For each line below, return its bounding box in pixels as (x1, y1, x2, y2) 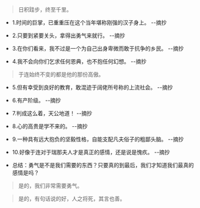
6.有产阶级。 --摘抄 (12, 97, 61, 104)
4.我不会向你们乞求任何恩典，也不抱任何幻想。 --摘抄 (12, 58, 147, 65)
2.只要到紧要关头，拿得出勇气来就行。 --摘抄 (12, 32, 126, 39)
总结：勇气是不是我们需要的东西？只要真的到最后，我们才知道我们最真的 (12, 162, 194, 168)
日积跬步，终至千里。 (18, 6, 72, 13)
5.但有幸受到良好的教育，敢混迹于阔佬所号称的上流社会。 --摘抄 (12, 84, 173, 91)
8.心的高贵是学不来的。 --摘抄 (12, 123, 88, 130)
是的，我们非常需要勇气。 (18, 182, 83, 189)
